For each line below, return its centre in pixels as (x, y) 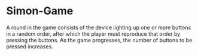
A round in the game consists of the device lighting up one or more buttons (99, 27)
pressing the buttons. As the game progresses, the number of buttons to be (99, 40)
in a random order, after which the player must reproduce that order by (93, 33)
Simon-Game (40, 11)
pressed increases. (30, 46)
